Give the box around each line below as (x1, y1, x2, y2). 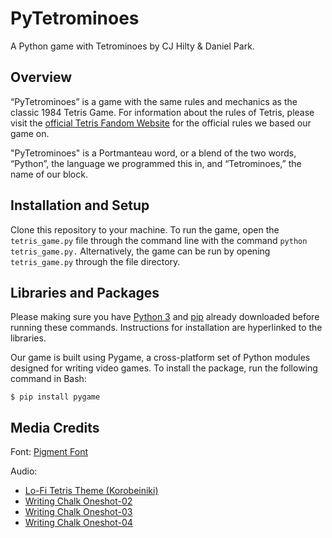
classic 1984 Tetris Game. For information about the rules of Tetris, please (10, 106, 315, 118)
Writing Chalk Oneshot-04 (24, 517, 133, 529)
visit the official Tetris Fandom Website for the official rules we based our (10, 117, 312, 129)
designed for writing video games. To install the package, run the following (10, 362, 318, 374)
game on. (10, 127, 50, 139)
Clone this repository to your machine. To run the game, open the (10, 223, 280, 236)
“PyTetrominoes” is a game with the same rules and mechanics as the (10, 95, 298, 107)
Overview (10, 69, 73, 86)
